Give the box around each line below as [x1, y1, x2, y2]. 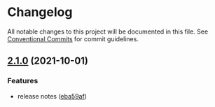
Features [7, 76, 39, 86]
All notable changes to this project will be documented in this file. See [7, 27, 209, 36]
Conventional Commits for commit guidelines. [7, 34, 139, 43]
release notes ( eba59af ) [17, 92, 88, 100]
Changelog [7, 4, 73, 20]
